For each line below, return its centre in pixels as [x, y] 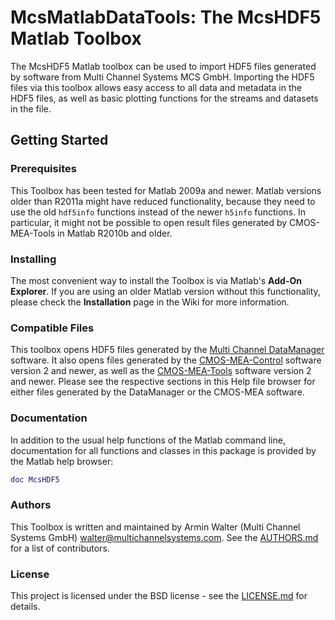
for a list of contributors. [60, 548]
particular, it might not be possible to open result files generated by [149, 222]
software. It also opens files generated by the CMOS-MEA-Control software [166, 360]
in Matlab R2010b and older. [115, 233]
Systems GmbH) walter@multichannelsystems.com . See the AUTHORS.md [164, 537]
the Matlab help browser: [62, 461]
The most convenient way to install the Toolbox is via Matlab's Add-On [156, 280]
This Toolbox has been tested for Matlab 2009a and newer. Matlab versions [166, 190]
